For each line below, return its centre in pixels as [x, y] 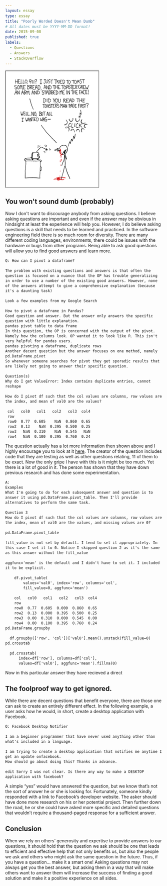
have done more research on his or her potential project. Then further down [83, 802]
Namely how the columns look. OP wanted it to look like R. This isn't [81, 336]
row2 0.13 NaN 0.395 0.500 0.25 [49, 427]
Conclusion [23, 828]
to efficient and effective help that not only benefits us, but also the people [82, 851]
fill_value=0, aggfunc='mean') [56, 588]
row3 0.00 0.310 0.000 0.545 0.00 [56, 618]
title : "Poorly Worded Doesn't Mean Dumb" [50, 21]
